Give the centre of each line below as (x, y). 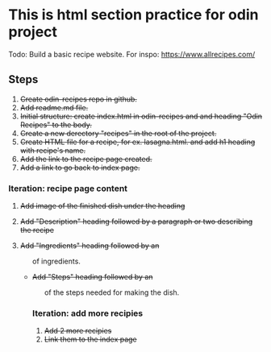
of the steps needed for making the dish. (112, 292)
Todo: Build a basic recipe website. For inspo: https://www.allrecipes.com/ (132, 54)
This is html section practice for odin (133, 15)
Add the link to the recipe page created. (86, 159)
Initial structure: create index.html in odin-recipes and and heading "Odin (141, 116)
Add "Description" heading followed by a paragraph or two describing (136, 222)
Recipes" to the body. (56, 124)
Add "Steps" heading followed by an (92, 277)
